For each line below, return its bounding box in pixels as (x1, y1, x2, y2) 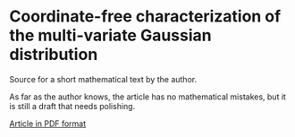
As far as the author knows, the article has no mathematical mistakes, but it (9, 91, 286, 102)
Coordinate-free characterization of (9, 6, 282, 27)
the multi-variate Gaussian (9, 25, 212, 46)
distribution (9, 45, 98, 64)
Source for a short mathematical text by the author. (9, 73, 198, 84)
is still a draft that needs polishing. (9, 100, 136, 111)
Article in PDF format (9, 118, 87, 129)
